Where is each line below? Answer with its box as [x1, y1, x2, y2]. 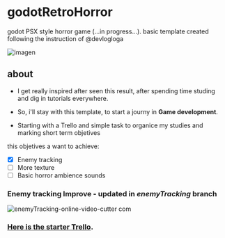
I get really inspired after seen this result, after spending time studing [17, 86, 216, 95]
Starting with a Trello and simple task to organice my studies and [17, 121, 203, 129]
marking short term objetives [17, 128, 101, 136]
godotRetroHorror [7, 4, 113, 20]
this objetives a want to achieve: [7, 142, 100, 150]
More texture [17, 163, 55, 171]
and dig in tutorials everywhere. [17, 94, 109, 102]
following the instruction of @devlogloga [7, 34, 124, 42]
